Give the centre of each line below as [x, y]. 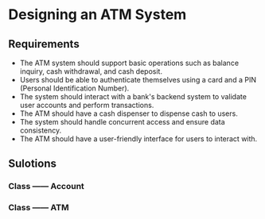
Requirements [44, 44]
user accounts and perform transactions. [87, 105]
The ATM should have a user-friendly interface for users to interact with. [138, 139]
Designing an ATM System [97, 15]
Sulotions [33, 164]
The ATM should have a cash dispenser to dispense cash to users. [129, 113]
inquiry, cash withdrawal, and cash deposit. [91, 71]
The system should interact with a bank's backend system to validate [133, 96]
